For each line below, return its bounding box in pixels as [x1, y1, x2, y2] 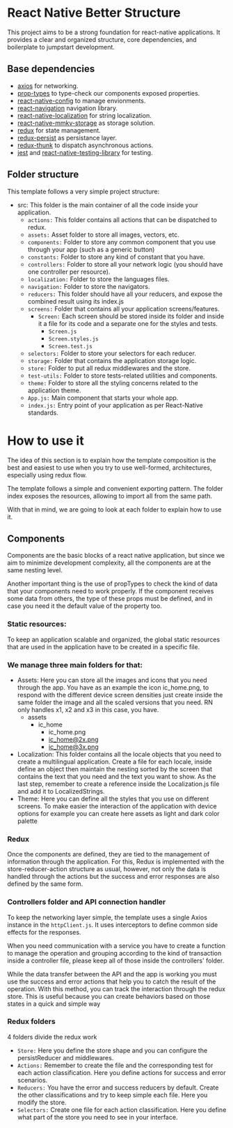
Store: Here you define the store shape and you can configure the [17, 1046, 208, 1055]
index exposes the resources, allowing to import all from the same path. [7, 491, 213, 500]
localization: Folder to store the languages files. [27, 274, 170, 283]
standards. [27, 408, 59, 417]
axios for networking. [17, 82, 79, 90]
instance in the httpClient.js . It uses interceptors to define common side [7, 920, 218, 929]
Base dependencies [7, 63, 95, 75]
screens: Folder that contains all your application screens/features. [27, 304, 220, 313]
